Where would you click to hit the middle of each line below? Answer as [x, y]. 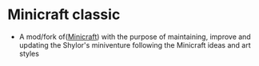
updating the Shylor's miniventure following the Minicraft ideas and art [135, 45]
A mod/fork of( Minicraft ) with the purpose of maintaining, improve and [135, 37]
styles [29, 53]
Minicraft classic [64, 15]
